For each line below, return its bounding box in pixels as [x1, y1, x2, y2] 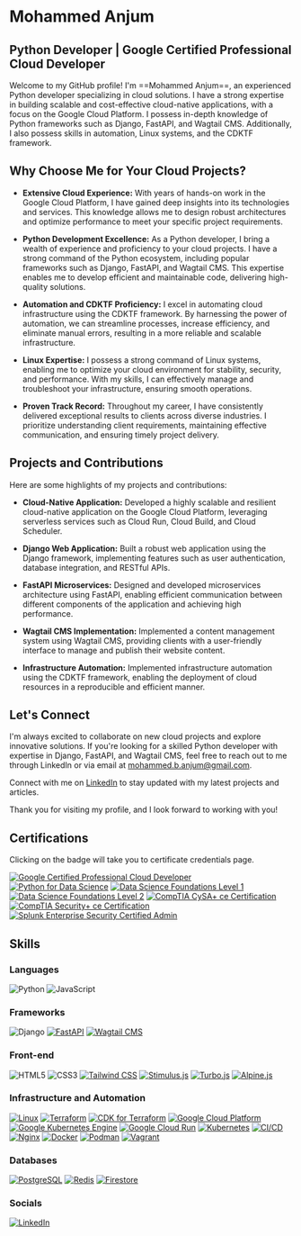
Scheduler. [22, 525, 63, 537]
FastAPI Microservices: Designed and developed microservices [22, 579, 261, 591]
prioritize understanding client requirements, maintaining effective [22, 420, 267, 430]
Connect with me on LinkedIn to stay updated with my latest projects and [9, 777, 280, 789]
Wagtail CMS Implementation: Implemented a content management [22, 626, 276, 636]
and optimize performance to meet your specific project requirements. [22, 216, 283, 227]
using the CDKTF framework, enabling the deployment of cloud [22, 672, 258, 682]
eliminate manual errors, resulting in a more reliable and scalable [22, 327, 262, 338]
